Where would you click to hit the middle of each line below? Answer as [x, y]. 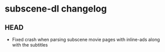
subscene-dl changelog [56, 9]
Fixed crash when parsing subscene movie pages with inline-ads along [86, 39]
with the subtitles [30, 45]
